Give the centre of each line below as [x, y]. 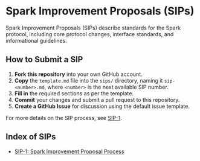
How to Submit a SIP [44, 59]
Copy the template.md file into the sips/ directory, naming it [89, 80]
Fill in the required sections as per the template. [74, 93]
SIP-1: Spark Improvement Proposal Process [69, 151]
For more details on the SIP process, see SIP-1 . [64, 118]
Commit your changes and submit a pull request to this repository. [97, 99]
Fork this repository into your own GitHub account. [78, 74]
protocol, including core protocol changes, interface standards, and [90, 34]
